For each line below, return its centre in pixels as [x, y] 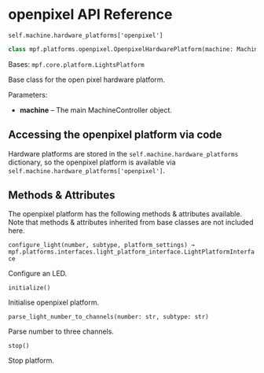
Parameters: [28, 94]
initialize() [29, 288]
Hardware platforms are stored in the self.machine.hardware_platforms [123, 153]
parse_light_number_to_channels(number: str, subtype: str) [109, 317]
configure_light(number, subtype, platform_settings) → [101, 246]
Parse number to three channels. [61, 331]
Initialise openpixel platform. [54, 303]
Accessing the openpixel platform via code [115, 135]
